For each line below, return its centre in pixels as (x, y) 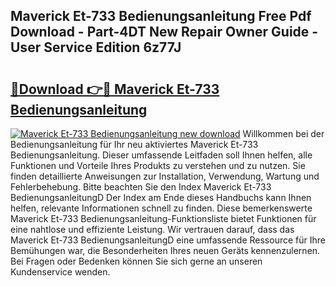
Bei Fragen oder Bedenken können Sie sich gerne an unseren (136, 261)
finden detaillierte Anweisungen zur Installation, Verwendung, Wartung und (165, 176)
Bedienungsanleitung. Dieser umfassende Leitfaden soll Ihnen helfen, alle (161, 155)
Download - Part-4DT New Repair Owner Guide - (164, 32)
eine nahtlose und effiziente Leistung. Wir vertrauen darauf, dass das (152, 229)
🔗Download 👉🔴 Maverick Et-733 (115, 89)
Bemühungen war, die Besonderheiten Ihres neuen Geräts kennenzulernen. (165, 250)
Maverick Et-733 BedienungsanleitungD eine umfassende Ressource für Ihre (168, 240)
